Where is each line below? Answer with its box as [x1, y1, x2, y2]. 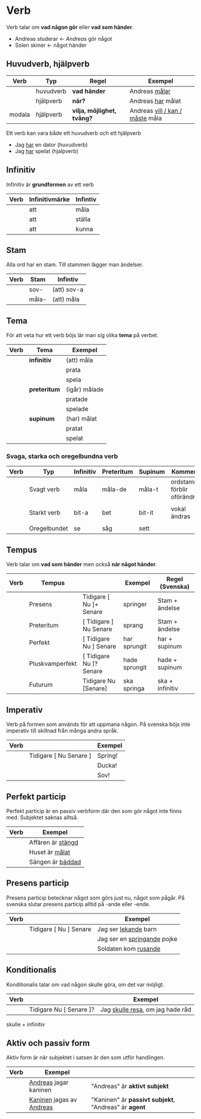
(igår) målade [65, 385, 104, 394]
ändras [170, 512, 190, 520]
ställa [75, 215, 91, 223]
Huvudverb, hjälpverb [6, 59, 90, 69]
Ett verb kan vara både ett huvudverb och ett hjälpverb [6, 129, 142, 136]
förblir [170, 485, 188, 493]
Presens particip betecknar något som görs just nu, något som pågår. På [6, 894, 185, 901]
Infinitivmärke [29, 195, 70, 203]
